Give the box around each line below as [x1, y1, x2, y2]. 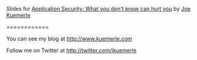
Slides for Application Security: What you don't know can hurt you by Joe [6, 5, 191, 12]
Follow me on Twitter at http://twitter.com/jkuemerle [6, 47, 137, 54]
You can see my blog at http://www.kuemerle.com [6, 35, 132, 42]
